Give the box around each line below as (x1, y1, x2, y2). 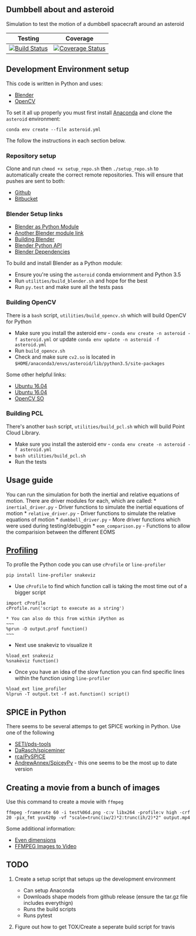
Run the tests (14, 458, 47, 465)
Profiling (6, 546, 38, 556)
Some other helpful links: (6, 371, 66, 378)
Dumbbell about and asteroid (6, 5, 114, 15)
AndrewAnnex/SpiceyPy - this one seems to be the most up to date (14, 759, 177, 766)
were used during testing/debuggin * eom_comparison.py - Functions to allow (6, 522, 191, 529)
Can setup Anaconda (23, 887, 75, 894)
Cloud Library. (6, 429, 40, 436)
